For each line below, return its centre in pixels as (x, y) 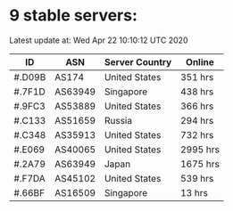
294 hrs (197, 120)
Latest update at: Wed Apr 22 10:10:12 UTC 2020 (99, 40)
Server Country (138, 61)
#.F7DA (30, 178)
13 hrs (194, 192)
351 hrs (197, 77)
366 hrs (197, 106)
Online (200, 61)
